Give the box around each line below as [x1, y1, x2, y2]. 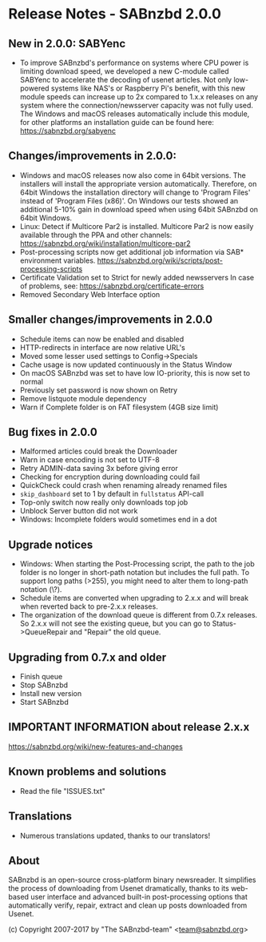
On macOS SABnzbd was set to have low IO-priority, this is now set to [19, 368, 250, 377]
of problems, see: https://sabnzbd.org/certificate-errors [19, 281, 204, 291]
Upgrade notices [8, 537, 93, 551]
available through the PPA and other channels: [19, 230, 173, 240]
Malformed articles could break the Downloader [19, 446, 178, 457]
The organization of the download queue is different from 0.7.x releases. [19, 610, 258, 620]
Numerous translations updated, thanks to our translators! [19, 831, 210, 840]
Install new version [19, 689, 82, 698]
